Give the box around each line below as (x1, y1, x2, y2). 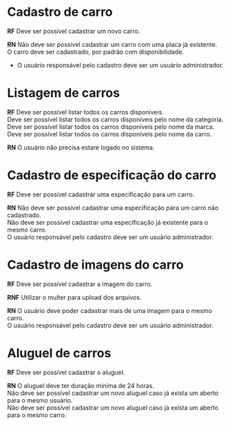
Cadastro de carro (7, 4, 113, 20)
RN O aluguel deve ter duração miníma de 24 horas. (7, 381, 155, 389)
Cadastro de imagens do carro (7, 257, 184, 272)
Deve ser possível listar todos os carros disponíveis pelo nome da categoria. (7, 115, 224, 123)
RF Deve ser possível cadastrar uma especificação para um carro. (7, 190, 195, 199)
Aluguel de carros (7, 345, 112, 361)
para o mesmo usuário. (7, 396, 73, 404)
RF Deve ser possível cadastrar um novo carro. (7, 27, 140, 35)
